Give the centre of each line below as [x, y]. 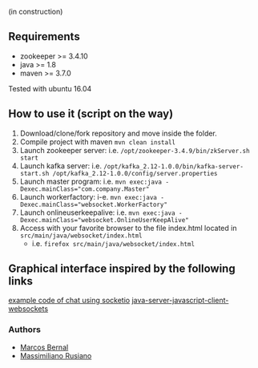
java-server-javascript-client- [180, 301]
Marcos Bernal [44, 347]
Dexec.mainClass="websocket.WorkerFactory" [94, 204]
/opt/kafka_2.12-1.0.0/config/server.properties [135, 173]
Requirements [44, 36]
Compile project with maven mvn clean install [98, 142]
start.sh [34, 173]
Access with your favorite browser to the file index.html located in [128, 228]
